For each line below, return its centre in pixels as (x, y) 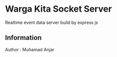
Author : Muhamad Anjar (30, 49)
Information (23, 38)
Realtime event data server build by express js (52, 22)
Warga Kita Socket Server (58, 9)
